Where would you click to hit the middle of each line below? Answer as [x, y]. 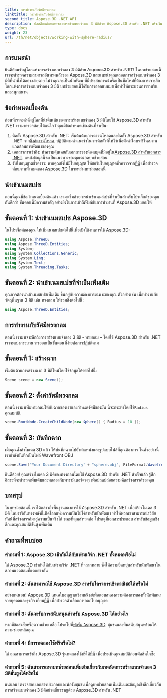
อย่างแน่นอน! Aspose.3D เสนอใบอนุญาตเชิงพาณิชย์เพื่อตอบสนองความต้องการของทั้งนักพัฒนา [83, 595]
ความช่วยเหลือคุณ [20, 630]
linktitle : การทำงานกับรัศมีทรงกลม [35, 14]
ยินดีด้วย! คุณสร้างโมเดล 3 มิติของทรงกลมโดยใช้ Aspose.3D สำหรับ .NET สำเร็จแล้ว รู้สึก [80, 474]
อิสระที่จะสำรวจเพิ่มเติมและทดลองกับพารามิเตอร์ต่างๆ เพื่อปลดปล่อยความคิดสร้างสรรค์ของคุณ [80, 480]
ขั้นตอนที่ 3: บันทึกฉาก [33, 438]
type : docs [16, 28]
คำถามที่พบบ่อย [24, 540]
